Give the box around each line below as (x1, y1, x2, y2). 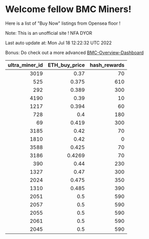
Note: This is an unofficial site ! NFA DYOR (5, 30, 92, 36)
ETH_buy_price (47, 62, 85, 69)
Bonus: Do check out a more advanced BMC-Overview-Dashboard (5, 49, 144, 55)
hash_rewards (90, 62, 125, 69)
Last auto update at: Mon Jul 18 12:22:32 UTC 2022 (5, 39, 112, 46)
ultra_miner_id (8, 62, 43, 69)
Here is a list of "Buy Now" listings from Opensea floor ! (5, 20, 121, 26)
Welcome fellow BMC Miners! (5, 4, 132, 15)
